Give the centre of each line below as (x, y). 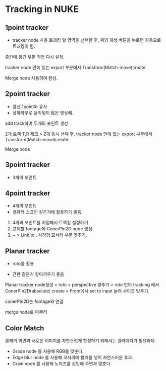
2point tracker (28, 94)
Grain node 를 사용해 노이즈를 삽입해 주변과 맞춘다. (62, 364)
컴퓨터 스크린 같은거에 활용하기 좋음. (47, 212)
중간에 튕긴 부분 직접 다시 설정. (35, 57)
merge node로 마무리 (26, 312)
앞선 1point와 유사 (29, 106)
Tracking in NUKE (42, 9)
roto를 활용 (23, 264)
